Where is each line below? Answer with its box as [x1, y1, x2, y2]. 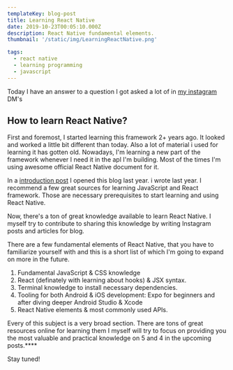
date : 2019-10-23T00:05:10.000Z [7, 23, 101, 30]
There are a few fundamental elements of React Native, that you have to [7, 240, 214, 249]
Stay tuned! [7, 355, 40, 363]
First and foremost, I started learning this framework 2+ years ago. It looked [7, 133, 225, 141]
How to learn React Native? [7, 115, 128, 127]
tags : [7, 49, 23, 56]
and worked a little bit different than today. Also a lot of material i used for [7, 141, 218, 149]
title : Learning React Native [7, 17, 96, 24]
